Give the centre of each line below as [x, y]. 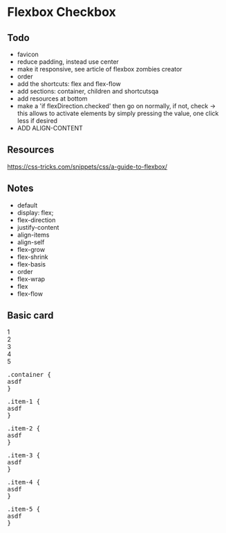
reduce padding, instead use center [68, 62]
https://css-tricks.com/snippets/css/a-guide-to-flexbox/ [87, 167]
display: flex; [35, 212]
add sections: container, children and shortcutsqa [88, 91]
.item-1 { [23, 402]
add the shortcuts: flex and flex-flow [69, 84]
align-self [31, 242]
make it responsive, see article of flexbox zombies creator [100, 69]
